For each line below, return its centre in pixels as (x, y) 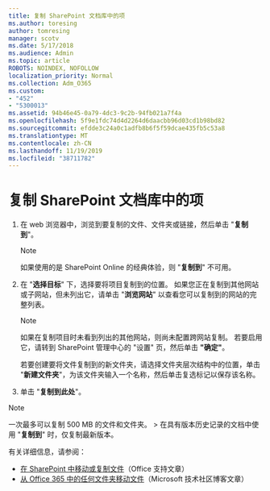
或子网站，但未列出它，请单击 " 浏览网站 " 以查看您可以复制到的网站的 (135, 294)
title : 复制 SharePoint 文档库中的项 (67, 16)
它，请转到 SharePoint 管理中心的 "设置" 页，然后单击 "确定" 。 (125, 347)
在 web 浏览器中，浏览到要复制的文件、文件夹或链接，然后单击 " (127, 225)
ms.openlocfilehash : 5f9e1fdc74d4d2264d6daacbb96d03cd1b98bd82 (117, 121)
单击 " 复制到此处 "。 (53, 392)
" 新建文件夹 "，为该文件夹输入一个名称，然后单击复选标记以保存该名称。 (140, 375)
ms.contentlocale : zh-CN (50, 143)
